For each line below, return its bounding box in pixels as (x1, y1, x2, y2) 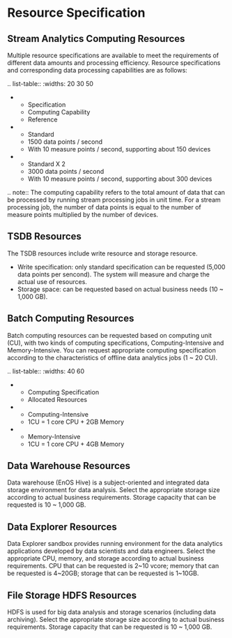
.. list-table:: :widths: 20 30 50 (7, 80, 94, 88)
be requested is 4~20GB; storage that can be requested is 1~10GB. (7, 569, 199, 577)
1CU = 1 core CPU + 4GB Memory (27, 440, 125, 448)
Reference (27, 115, 58, 124)
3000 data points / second (27, 168, 105, 175)
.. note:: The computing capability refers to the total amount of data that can (7, 188, 225, 196)
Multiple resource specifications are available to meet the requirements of (7, 51, 219, 59)
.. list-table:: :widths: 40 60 (7, 366, 85, 375)
